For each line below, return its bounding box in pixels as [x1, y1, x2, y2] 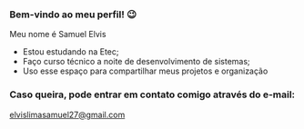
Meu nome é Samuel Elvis [9, 29, 106, 40]
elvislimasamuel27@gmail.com [9, 109, 126, 120]
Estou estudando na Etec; [22, 46, 119, 57]
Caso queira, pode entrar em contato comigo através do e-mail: [9, 88, 296, 101]
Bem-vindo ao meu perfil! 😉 [9, 8, 137, 21]
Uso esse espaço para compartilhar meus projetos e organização [22, 65, 269, 76]
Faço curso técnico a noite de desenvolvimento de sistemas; [22, 56, 250, 67]
